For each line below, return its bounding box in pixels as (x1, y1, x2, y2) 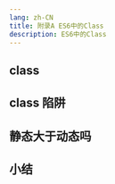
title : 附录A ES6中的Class (9, 21, 104, 30)
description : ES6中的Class (9, 29, 107, 38)
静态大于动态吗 (9, 129, 92, 144)
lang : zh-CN (9, 13, 53, 22)
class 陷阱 (9, 96, 66, 111)
